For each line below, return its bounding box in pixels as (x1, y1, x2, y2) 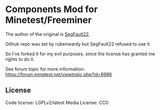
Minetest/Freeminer (5, 14, 92, 26)
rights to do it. (5, 56, 35, 62)
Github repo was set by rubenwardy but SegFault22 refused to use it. (5, 41, 151, 47)
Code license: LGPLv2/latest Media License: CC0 (5, 99, 109, 105)
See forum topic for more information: (5, 66, 85, 72)
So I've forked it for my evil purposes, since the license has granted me (5, 51, 155, 57)
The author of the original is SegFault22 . (5, 31, 90, 37)
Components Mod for (5, 4, 98, 15)
